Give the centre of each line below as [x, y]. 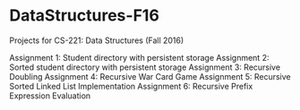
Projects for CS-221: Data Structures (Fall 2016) [97, 40]
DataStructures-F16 [84, 16]
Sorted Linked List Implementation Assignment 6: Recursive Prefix [131, 86]
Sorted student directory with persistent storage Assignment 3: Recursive [145, 67]
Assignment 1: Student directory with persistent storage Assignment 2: [139, 57]
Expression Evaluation [50, 96]
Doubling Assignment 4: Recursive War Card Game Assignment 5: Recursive [150, 76]
